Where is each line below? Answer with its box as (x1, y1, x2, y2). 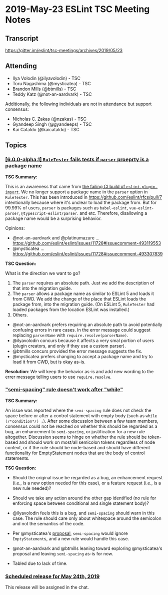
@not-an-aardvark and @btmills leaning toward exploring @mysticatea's (12, 545, 162, 551)
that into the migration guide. (12, 285, 72, 291)
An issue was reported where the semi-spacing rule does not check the (5, 407, 151, 413)
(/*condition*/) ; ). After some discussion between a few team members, (5, 418, 158, 424)
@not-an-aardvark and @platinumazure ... (12, 234, 100, 241)
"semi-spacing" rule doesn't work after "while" (5, 386, 123, 393)
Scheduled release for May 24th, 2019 (5, 572, 100, 579)
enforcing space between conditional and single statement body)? (12, 500, 149, 506)
